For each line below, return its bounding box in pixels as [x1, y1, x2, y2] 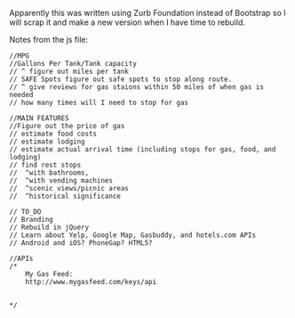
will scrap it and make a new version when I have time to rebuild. [9, 17, 246, 28]
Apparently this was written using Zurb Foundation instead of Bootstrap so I [9, 8, 286, 18]
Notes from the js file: [9, 35, 89, 45]
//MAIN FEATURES [9, 114, 69, 123]
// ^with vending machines [9, 176, 114, 185]
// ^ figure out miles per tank [9, 67, 129, 76]
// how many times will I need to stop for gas [9, 98, 189, 107]
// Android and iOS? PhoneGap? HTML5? [9, 239, 153, 248]
